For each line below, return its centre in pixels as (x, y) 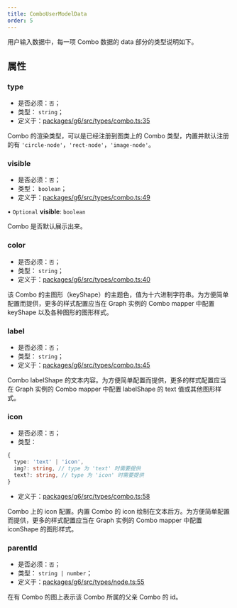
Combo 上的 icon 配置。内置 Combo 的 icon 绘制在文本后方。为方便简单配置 (119, 511)
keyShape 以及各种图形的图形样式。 (60, 312)
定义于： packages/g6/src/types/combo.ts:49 (84, 198)
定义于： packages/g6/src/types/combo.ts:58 (84, 496)
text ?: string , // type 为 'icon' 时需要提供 (79, 475)
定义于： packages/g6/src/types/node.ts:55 (81, 582)
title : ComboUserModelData (47, 14)
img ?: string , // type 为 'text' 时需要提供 (77, 469)
